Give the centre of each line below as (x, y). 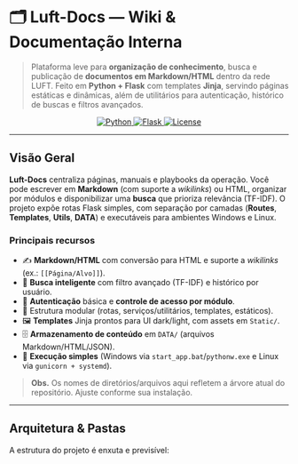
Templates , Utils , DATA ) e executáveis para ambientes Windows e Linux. (143, 217)
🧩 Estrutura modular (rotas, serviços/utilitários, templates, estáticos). (147, 311)
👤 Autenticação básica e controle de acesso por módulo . (128, 301)
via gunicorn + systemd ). (67, 366)
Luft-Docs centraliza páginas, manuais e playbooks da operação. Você (139, 180)
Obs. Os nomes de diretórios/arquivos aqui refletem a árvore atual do (158, 383)
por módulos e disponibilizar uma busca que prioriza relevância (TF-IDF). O (147, 198)
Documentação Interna (96, 42)
